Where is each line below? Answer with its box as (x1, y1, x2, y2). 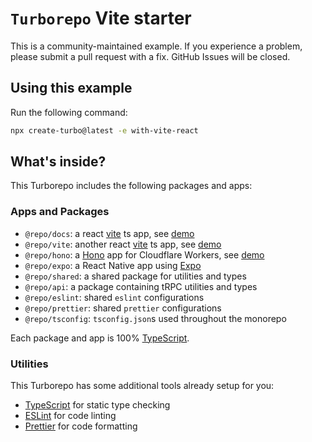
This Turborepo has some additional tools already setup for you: (10, 380, 275, 392)
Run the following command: (10, 106, 128, 118)
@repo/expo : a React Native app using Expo (24, 259, 202, 271)
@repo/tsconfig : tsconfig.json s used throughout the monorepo (24, 312, 287, 324)
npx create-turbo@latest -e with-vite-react (10, 125, 199, 136)
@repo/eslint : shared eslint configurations (24, 291, 205, 303)
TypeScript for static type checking (24, 399, 171, 411)
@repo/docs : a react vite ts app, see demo (24, 227, 195, 239)
